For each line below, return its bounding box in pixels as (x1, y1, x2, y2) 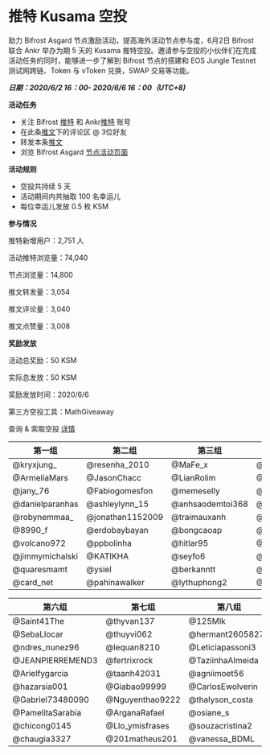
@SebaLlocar (12, 629, 63, 640)
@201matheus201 (105, 733, 178, 745)
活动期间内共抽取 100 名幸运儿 (19, 191, 121, 201)
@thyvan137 (105, 615, 155, 626)
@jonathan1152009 (86, 511, 164, 522)
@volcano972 (12, 537, 67, 548)
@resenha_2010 (86, 459, 150, 470)
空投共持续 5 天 (19, 181, 71, 191)
